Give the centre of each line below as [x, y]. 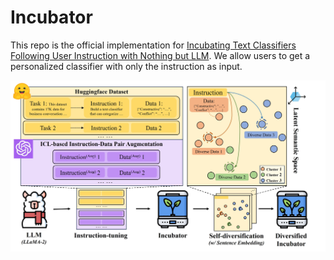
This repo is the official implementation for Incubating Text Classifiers [153, 45]
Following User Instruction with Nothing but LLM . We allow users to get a [160, 55]
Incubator [51, 17]
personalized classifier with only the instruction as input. [126, 66]
